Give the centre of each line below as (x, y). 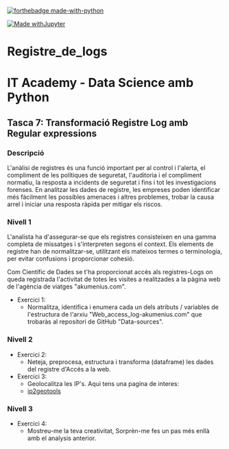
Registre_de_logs (57, 52)
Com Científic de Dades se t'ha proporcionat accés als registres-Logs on (110, 272)
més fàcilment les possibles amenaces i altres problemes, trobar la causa (111, 197)
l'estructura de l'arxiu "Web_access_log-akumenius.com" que (114, 315)
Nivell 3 (20, 409)
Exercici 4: (32, 423)
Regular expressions (52, 133)
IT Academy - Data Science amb (100, 83)
